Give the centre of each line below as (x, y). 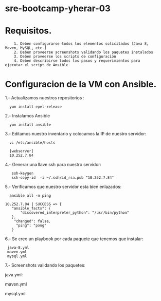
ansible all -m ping (30, 196)
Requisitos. (28, 31)
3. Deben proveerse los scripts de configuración (65, 56)
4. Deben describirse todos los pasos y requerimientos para (77, 61)
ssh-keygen (23, 173)
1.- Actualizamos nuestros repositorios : (45, 98)
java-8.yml (18, 248)
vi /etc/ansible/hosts (32, 143)
